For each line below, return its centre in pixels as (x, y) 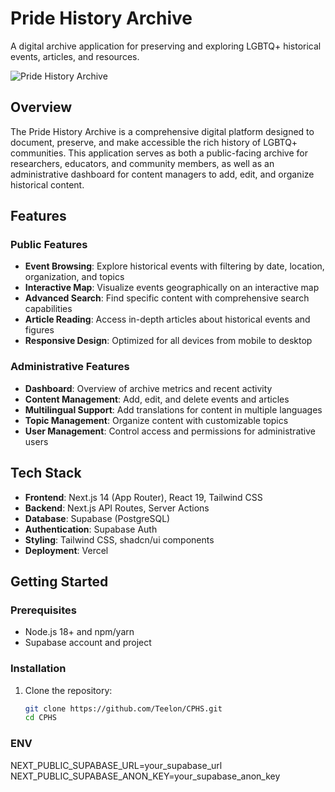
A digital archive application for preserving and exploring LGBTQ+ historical (166, 46)
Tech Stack (46, 473)
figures (39, 330)
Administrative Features (70, 367)
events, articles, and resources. (75, 56)
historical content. (47, 184)
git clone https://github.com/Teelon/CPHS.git (123, 708)
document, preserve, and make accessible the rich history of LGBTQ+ (154, 142)
